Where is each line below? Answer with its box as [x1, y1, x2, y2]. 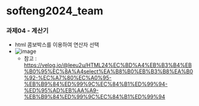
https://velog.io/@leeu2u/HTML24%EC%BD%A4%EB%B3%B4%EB [23, 61, 192, 69]
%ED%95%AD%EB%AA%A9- [23, 87, 99, 94]
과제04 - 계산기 [6, 27, 49, 35]
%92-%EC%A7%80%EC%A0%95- [23, 74, 112, 82]
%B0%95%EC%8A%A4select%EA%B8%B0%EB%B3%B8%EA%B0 [23, 68, 193, 75]
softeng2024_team [6, 4, 103, 18]
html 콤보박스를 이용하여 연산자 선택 [14, 41, 100, 48]
